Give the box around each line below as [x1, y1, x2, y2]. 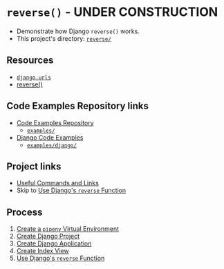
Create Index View [16, 247, 70, 255]
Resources [6, 55, 54, 66]
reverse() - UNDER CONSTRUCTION [6, 4, 218, 20]
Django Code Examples [16, 133, 84, 142]
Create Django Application [16, 239, 92, 248]
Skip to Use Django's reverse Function [16, 186, 127, 194]
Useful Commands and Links [16, 179, 100, 187]
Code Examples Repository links [6, 100, 149, 112]
